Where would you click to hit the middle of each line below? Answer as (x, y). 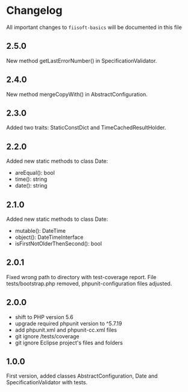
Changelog (34, 11)
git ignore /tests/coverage (47, 336)
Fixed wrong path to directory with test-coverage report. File (81, 277)
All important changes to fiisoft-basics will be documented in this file (94, 27)
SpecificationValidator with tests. (47, 382)
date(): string (31, 186)
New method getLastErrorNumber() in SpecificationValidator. (82, 60)
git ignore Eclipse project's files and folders (69, 343)
